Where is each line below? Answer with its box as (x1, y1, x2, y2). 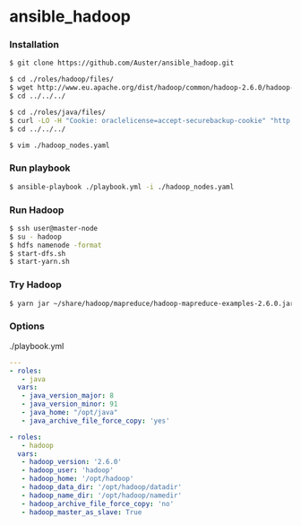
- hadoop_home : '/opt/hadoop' (21, 474, 134, 484)
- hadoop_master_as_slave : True (21, 507, 142, 517)
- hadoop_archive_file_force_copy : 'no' (21, 499, 175, 508)
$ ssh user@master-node (9, 224, 99, 232)
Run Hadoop (9, 204, 64, 216)
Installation (9, 39, 60, 51)
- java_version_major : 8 (21, 391, 115, 400)
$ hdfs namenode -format (9, 241, 102, 250)
